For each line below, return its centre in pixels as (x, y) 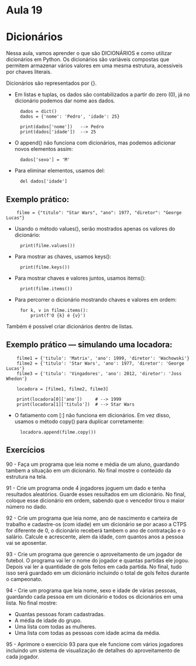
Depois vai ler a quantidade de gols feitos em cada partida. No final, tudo (94, 567)
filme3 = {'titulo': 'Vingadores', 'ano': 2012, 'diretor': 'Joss (99, 373)
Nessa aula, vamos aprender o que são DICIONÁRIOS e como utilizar (89, 53)
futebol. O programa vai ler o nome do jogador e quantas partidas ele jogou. (98, 560)
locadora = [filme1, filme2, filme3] (63, 389)
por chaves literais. (29, 72)
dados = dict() (39, 112)
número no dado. (27, 506)
